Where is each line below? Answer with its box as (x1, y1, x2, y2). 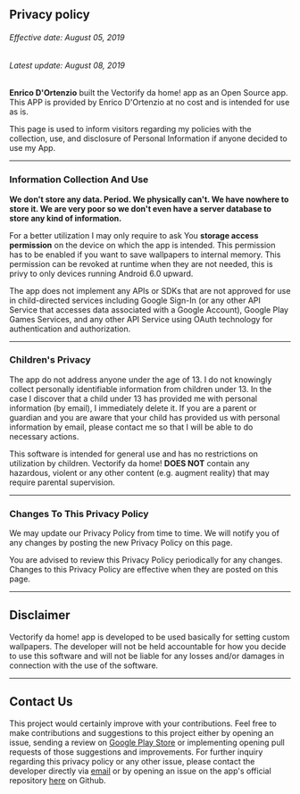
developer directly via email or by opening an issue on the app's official (9, 765, 272, 776)
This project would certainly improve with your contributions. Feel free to (9, 718, 277, 729)
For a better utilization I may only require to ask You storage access (9, 230, 259, 240)
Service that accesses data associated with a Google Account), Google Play (9, 304, 288, 315)
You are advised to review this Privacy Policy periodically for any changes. (9, 555, 283, 565)
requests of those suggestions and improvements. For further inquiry (9, 746, 263, 757)
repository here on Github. (9, 774, 106, 785)
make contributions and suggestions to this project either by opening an (9, 727, 274, 738)
